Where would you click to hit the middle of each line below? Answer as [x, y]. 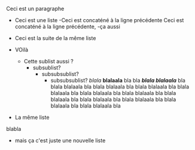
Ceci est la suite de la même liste [55, 38]
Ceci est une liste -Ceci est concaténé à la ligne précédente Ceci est [99, 20]
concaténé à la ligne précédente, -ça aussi [68, 27]
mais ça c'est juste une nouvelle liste [60, 140]
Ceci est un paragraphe [35, 9]
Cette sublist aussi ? [48, 61]
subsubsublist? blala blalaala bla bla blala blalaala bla [118, 80]
